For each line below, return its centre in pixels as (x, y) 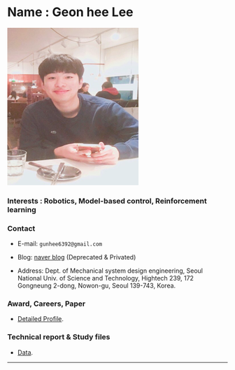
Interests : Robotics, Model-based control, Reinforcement (107, 201)
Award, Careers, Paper (47, 304)
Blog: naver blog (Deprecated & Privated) (77, 257)
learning (22, 209)
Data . (25, 352)
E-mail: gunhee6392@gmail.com (60, 244)
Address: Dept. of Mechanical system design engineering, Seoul (110, 271)
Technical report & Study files (59, 337)
